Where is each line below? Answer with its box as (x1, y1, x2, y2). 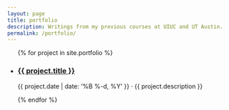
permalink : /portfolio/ (7, 29, 77, 37)
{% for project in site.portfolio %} (17, 49, 113, 57)
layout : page (7, 10, 45, 17)
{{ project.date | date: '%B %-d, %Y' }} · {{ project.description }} (17, 81, 203, 91)
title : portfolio (7, 17, 58, 24)
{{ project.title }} (17, 66, 75, 76)
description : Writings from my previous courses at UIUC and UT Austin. (7, 23, 223, 30)
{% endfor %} (17, 95, 58, 104)
